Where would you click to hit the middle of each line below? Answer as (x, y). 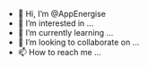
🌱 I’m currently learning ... (65, 33)
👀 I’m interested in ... (56, 23)
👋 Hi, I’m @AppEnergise (61, 14)
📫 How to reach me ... (59, 52)
